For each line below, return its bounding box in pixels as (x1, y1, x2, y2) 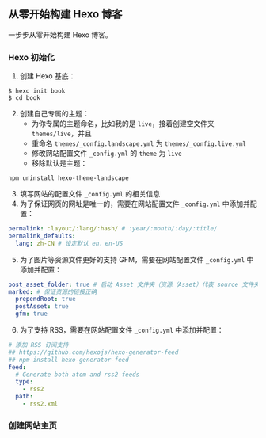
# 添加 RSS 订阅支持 (8, 341, 69, 349)
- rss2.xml (22, 400, 59, 408)
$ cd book (8, 94, 41, 102)
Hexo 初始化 (8, 51, 55, 63)
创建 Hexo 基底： (19, 71, 76, 81)
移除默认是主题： (31, 158, 88, 168)
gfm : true (15, 310, 47, 318)
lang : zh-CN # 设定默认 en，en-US (15, 239, 123, 247)
